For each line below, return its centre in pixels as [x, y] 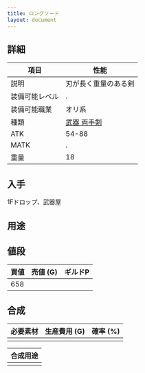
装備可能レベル [35, 97]
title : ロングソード [33, 13]
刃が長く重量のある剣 [100, 84]
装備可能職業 [32, 109]
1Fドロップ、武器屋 [34, 202]
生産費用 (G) [65, 332]
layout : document [32, 20]
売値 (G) [44, 272]
